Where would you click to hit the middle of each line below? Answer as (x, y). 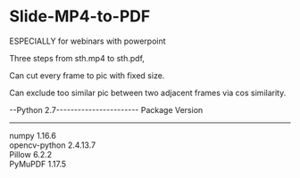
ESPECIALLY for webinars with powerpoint (88, 41)
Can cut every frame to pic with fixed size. (87, 75)
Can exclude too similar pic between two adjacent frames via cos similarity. (148, 93)
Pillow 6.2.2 (31, 154)
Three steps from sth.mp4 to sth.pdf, (77, 58)
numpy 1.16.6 (33, 135)
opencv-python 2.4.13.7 (53, 145)
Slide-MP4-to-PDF (80, 16)
